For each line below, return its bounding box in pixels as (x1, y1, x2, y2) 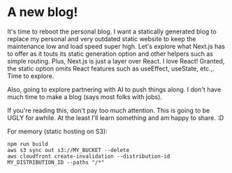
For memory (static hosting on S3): (7, 127, 108, 135)
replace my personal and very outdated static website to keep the (7, 34, 196, 43)
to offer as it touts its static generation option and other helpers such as (7, 50, 213, 58)
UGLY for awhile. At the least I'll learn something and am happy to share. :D (7, 113, 224, 122)
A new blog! (7, 4, 78, 20)
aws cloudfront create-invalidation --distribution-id (7, 153, 171, 160)
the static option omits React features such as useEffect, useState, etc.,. (7, 64, 215, 73)
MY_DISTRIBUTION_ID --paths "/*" (7, 158, 105, 166)
